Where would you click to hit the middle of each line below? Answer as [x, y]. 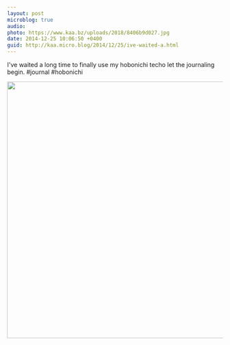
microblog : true [30, 20]
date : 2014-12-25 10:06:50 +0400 [55, 39]
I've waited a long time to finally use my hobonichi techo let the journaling [111, 65]
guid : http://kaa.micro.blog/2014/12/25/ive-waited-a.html [93, 45]
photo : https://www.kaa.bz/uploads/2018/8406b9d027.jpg [88, 33]
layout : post [26, 13]
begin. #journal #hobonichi [45, 72]
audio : [16, 26]
